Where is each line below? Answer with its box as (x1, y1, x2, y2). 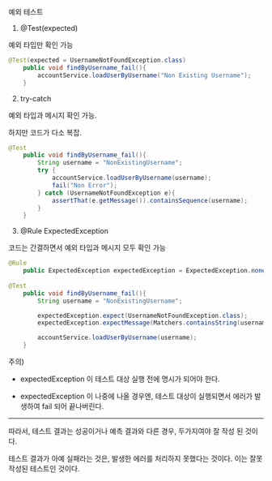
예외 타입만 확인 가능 (8, 40, 74, 49)
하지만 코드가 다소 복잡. (8, 127, 83, 137)
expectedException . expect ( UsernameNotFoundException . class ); (37, 311, 249, 320)
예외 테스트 (8, 7, 44, 16)
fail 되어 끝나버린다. (41, 402, 104, 411)
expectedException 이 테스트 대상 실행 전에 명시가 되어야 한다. (19, 374, 220, 384)
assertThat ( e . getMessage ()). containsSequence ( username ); (51, 196, 249, 204)
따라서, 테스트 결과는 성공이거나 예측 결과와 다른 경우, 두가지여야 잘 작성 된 (8, 427, 244, 436)
